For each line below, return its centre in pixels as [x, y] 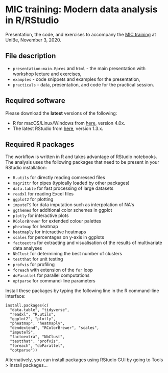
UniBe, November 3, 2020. [33, 40]
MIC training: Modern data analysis [81, 9]
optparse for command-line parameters [54, 281]
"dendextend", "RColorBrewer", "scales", [55, 328]
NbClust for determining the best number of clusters [67, 254]
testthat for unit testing [38, 259]
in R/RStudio [32, 20]
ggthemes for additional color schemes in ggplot [62, 210]
